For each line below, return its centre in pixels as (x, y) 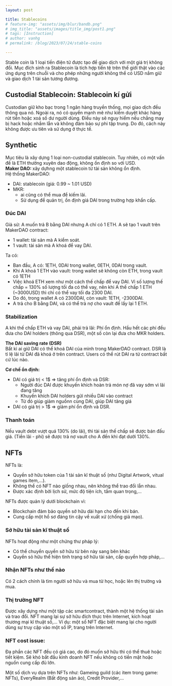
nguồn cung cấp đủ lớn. (31, 663)
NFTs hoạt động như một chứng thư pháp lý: (52, 541)
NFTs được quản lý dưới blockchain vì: (46, 501)
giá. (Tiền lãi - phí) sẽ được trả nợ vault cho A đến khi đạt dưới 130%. (78, 437)
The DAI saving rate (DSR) (34, 343)
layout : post (19, 10)
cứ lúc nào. (17, 360)
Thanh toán (20, 420)
